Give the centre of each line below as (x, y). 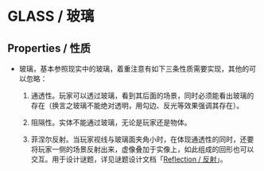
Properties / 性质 (49, 48)
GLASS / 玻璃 (51, 16)
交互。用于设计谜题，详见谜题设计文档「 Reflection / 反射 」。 (129, 159)
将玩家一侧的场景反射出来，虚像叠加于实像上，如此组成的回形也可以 (142, 149)
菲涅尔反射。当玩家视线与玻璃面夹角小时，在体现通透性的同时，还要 (142, 139)
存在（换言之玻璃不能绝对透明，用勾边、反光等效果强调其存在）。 (137, 105)
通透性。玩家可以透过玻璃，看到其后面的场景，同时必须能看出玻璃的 (142, 95)
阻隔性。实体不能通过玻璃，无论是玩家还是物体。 (111, 122)
